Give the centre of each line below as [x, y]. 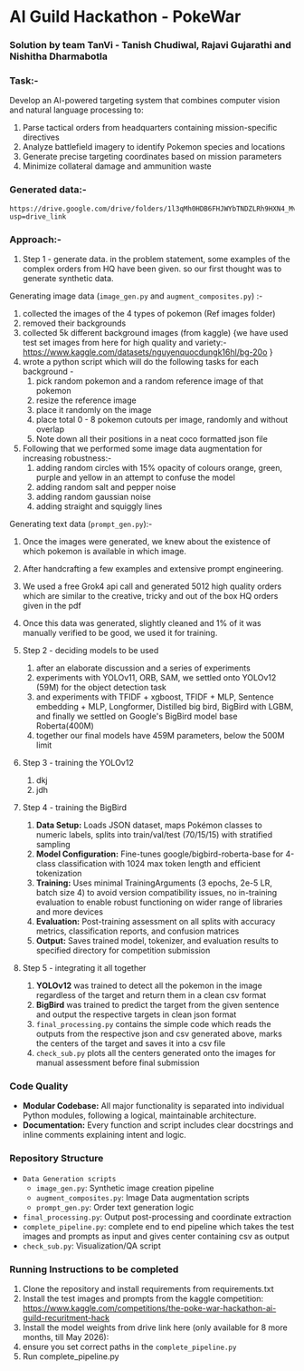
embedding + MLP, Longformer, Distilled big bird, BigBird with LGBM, [165, 706]
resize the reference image [86, 400]
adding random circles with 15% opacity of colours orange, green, [159, 468]
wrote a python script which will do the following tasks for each [141, 362]
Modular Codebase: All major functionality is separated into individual [153, 1106]
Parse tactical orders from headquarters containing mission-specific [150, 128]
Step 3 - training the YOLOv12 [78, 763]
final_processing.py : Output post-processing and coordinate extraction [157, 1217]
